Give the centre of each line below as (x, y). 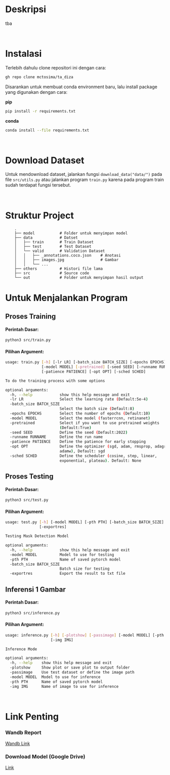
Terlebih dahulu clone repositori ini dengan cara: (56, 67)
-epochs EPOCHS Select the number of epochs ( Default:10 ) (80, 414)
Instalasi (24, 54)
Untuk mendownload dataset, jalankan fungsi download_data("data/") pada (84, 174)
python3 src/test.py (27, 500)
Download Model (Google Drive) (45, 756)
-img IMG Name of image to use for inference (64, 686)
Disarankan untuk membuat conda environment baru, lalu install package (81, 87)
